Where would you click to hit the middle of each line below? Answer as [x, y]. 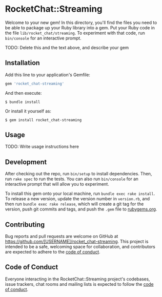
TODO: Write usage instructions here [42, 147]
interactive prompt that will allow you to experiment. [57, 184]
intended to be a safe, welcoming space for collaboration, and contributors [80, 247]
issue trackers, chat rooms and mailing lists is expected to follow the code [79, 284]
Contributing [25, 224]
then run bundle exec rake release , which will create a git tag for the [74, 204]
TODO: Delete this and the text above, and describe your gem [67, 47]
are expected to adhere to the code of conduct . [53, 252]
